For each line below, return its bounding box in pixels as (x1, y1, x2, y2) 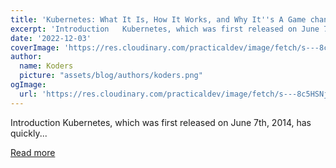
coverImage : (10, 42, 60, 53)
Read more (10, 146, 56, 158)
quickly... (10, 127, 48, 139)
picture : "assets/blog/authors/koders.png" (19, 71, 203, 81)
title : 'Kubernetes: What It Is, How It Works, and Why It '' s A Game (10, 14, 307, 25)
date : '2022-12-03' (10, 33, 92, 43)
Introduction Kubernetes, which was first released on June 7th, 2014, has (10, 116, 312, 128)
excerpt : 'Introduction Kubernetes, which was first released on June (10, 24, 320, 34)
